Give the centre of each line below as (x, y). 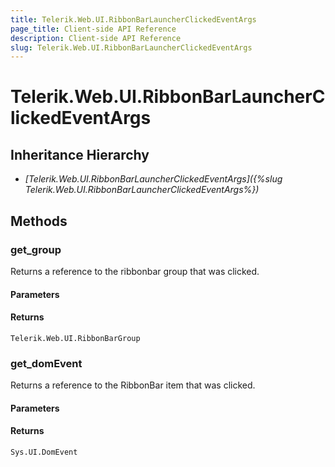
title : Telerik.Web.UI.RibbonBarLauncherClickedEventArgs (133, 19)
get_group (36, 249)
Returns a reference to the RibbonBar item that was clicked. (133, 385)
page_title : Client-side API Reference (93, 29)
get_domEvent (46, 363)
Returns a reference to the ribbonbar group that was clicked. (135, 271)
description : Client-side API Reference (96, 38)
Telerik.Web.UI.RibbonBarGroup (75, 338)
